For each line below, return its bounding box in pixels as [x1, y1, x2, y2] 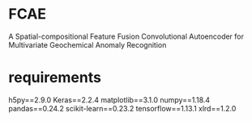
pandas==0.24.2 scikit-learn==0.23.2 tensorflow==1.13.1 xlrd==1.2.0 [8, 103, 237, 113]
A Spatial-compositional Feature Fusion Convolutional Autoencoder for [8, 31, 245, 41]
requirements [8, 69, 101, 87]
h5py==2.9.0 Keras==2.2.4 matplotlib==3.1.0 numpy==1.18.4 [8, 94, 211, 105]
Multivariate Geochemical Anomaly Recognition [8, 40, 167, 49]
